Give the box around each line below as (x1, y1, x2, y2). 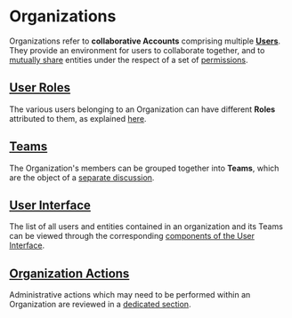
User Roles (9, 80, 71, 95)
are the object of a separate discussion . (9, 171, 155, 183)
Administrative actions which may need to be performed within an (9, 290, 251, 300)
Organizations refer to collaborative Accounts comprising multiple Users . (9, 36, 281, 46)
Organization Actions (9, 266, 130, 281)
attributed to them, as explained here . (9, 113, 147, 123)
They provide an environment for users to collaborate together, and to (9, 44, 265, 55)
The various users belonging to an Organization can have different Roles (9, 104, 276, 115)
